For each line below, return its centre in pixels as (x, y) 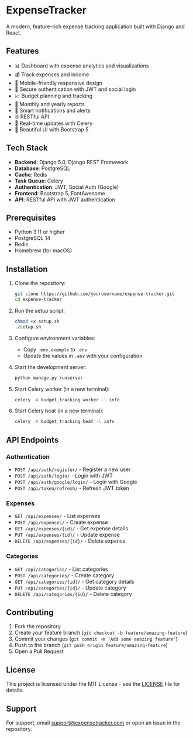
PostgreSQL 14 (32, 238)
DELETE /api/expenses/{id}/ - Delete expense (70, 541)
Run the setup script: (40, 310)
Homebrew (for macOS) (43, 250)
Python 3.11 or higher (40, 232)
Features (23, 51)
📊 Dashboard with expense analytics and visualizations (82, 66)
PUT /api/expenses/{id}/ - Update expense (67, 535)
